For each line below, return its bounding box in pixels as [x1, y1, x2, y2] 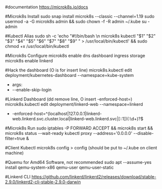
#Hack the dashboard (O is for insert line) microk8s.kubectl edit [5, 67, 132, 73]
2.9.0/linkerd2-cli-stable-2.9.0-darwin [5, 179, 81, 185]
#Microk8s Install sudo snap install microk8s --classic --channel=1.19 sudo [5, 14, 155, 19]
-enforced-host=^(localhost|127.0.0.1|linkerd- [12, 111, 102, 116]
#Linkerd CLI [5, 174, 31, 179]
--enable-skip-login [12, 87, 52, 92]
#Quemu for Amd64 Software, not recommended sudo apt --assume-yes [5, 160, 152, 165]
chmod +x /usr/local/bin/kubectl [5, 44, 69, 49]
